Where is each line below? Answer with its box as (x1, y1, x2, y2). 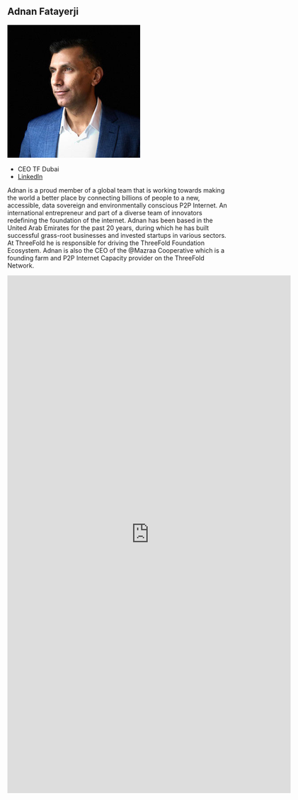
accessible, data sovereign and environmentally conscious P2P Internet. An (7, 201, 228, 210)
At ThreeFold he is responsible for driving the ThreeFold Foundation (7, 239, 205, 247)
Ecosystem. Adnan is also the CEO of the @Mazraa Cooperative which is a (7, 246, 225, 254)
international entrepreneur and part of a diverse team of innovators (7, 208, 203, 217)
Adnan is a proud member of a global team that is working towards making (7, 185, 225, 194)
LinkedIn (17, 172, 43, 181)
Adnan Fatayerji (7, 6, 79, 18)
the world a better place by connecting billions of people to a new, (7, 193, 200, 202)
